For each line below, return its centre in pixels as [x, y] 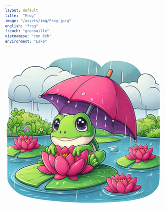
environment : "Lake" [26, 42]
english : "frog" [22, 26]
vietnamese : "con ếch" [28, 36]
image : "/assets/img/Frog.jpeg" [38, 21]
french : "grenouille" [27, 31]
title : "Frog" [21, 15]
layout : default [22, 10]
